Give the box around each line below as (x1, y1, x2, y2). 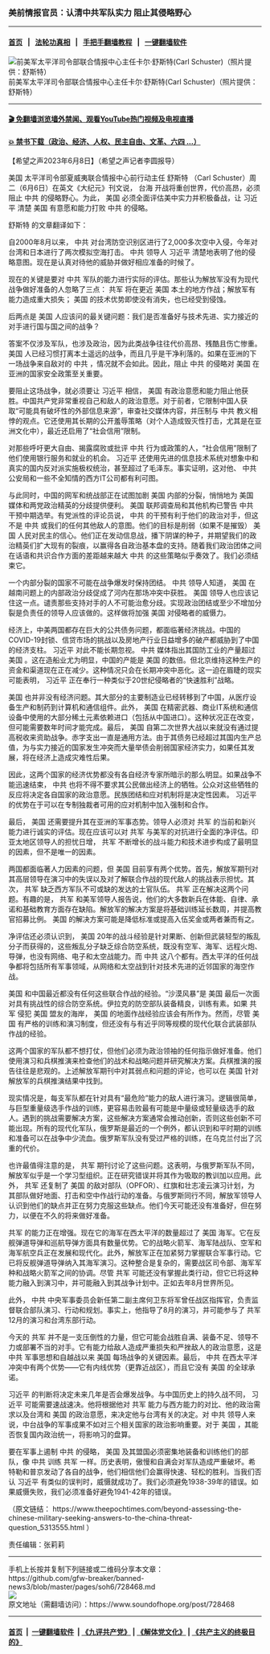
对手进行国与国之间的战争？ (8, 321, 100, 331)
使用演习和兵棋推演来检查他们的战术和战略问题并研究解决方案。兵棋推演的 (8, 1056, 255, 1066)
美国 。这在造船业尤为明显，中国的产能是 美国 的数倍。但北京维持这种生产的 (8, 655, 261, 665)
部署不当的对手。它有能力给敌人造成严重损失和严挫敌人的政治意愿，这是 (22, 1342, 262, 1352)
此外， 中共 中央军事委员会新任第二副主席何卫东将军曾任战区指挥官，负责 (8, 1296, 252, 1305)
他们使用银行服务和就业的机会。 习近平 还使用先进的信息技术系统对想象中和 (8, 453, 259, 463)
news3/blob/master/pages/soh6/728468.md (8, 1582, 156, 1592)
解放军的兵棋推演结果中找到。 (8, 1076, 107, 1086)
